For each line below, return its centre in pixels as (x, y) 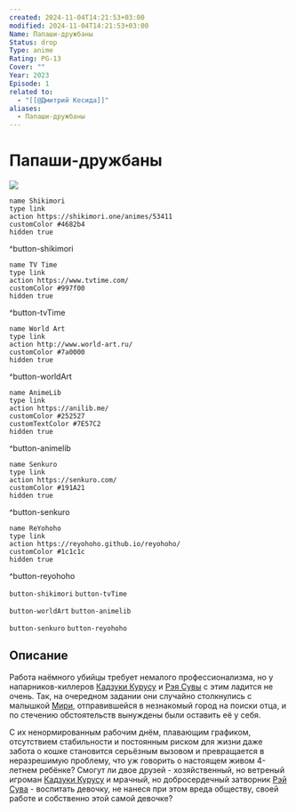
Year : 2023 (29, 76)
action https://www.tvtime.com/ (69, 281)
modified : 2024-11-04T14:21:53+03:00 (79, 26)
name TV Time (33, 265)
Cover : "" (28, 68)
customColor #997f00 (48, 289)
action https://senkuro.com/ (63, 480)
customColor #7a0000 (48, 352)
